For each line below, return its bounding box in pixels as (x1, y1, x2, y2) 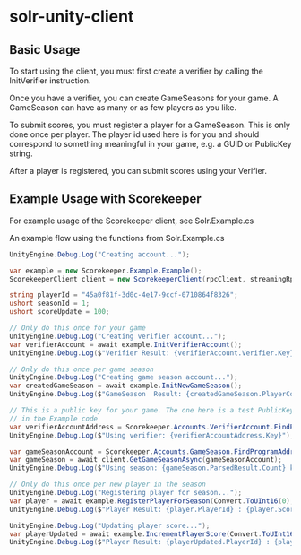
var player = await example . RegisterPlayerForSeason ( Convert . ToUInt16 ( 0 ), (9, 496, 295, 506)
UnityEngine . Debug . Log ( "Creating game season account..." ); (9, 373, 239, 382)
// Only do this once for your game (9, 324, 146, 333)
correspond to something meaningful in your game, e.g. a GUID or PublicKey (9, 139, 292, 149)
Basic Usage (9, 42, 81, 57)
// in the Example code (9, 414, 99, 423)
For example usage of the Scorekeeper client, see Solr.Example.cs (9, 215, 254, 226)
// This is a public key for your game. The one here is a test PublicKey (9, 406, 295, 415)
